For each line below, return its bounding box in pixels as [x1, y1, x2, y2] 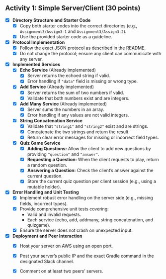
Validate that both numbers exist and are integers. [27, 95, 130, 101]
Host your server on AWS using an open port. [19, 243, 113, 249]
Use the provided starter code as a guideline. [19, 33, 113, 39]
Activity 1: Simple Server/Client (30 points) [5, 4, 141, 12]
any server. [19, 56, 43, 62]
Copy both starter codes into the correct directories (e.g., [19, 22, 138, 29]
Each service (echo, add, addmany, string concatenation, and [27, 216, 153, 223]
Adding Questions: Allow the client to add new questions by [27, 146, 151, 152]
